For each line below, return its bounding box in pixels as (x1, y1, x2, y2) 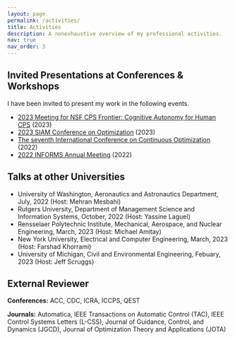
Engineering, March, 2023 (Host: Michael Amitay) (17, 227, 162, 235)
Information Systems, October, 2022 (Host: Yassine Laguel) (17, 212, 191, 221)
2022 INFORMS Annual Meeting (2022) (17, 150, 133, 159)
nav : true (7, 37, 37, 44)
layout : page (7, 10, 46, 18)
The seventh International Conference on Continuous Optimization (17, 135, 210, 143)
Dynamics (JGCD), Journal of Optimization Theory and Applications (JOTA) (7, 325, 227, 334)
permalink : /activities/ (7, 17, 80, 24)
